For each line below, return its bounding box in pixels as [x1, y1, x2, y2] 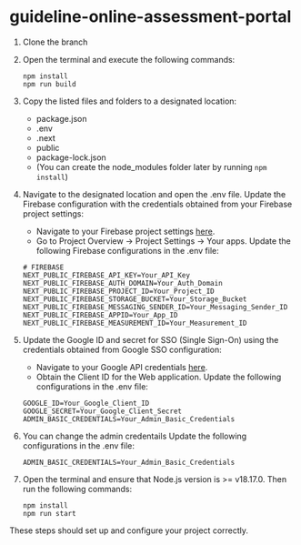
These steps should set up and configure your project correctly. [9, 525, 248, 536]
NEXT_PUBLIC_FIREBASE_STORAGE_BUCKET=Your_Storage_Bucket [22, 294, 247, 304]
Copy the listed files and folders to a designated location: [22, 96, 237, 106]
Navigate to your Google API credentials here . [35, 361, 208, 372]
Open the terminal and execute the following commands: [22, 54, 236, 65]
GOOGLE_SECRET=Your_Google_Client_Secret [22, 407, 182, 416]
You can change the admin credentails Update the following [22, 430, 247, 441]
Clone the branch [22, 36, 88, 47]
